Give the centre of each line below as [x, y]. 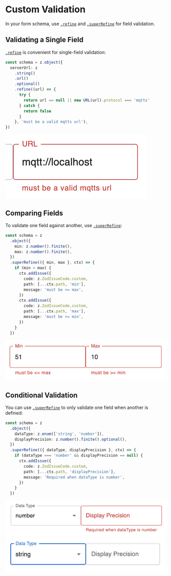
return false [38, 111]
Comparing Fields [34, 213]
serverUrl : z [24, 68]
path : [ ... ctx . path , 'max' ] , [55, 311]
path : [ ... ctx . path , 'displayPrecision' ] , [70, 472]
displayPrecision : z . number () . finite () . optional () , [71, 439]
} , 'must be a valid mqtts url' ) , [51, 122]
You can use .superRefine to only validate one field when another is [77, 407]
